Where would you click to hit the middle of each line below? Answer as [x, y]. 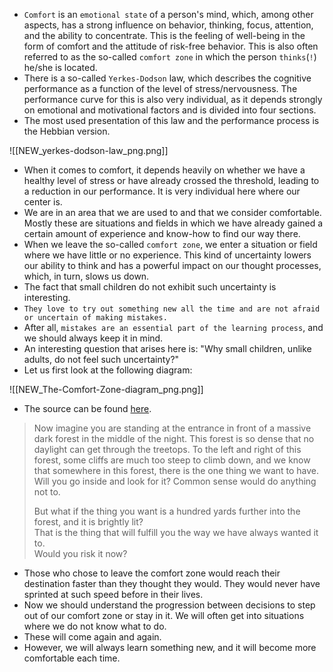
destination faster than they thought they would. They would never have [172, 583]
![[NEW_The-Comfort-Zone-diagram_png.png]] [106, 389]
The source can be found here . [87, 408]
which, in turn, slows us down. [86, 276]
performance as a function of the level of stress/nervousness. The [160, 88]
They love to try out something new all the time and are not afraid [172, 309]
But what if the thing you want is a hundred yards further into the [167, 511]
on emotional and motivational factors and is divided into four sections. [170, 110]
